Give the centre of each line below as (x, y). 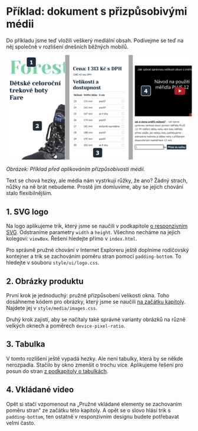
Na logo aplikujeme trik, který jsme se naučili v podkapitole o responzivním (97, 226)
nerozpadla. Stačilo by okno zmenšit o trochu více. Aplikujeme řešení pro (95, 365)
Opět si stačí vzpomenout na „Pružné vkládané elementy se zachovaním (94, 404)
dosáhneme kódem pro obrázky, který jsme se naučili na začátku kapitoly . (96, 302)
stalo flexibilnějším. (29, 193)
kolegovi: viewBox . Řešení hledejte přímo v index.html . (72, 239)
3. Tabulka (26, 344)
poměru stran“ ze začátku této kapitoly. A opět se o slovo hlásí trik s (88, 410)
